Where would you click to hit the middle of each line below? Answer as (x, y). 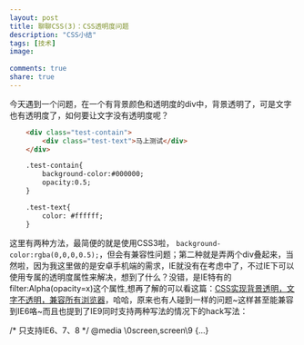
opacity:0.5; (67, 182)
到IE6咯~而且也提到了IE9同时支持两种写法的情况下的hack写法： (129, 310)
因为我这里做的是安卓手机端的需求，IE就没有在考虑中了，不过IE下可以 (164, 265)
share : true (32, 77)
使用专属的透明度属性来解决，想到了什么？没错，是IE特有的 (121, 277)
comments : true (38, 69)
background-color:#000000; (93, 174)
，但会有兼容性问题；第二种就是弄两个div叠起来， (193, 254)
